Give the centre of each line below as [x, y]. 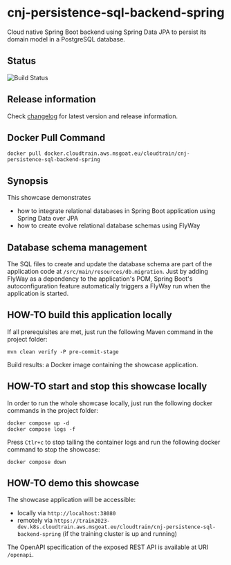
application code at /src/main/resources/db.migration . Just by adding [108, 271]
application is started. [38, 293]
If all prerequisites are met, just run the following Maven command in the [110, 332]
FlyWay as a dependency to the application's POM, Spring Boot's [100, 279]
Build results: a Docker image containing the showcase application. [103, 364]
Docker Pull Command [56, 137]
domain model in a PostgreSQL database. [66, 39]
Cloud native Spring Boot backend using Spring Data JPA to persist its [107, 32]
